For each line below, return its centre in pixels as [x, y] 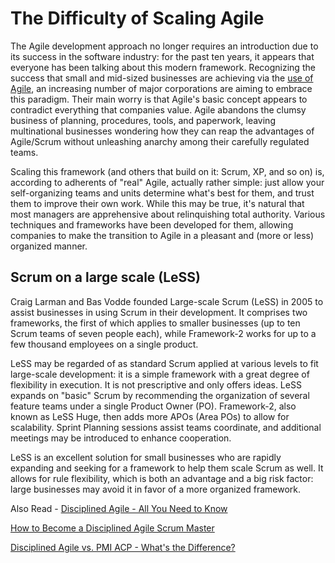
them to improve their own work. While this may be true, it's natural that [157, 203]
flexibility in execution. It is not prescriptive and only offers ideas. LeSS [156, 384]
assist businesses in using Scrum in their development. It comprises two [159, 312]
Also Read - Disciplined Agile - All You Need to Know [119, 508]
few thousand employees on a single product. [104, 344]
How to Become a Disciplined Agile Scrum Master [112, 528]
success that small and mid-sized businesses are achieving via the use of [162, 78]
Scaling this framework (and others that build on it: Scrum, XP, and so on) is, [167, 171]
